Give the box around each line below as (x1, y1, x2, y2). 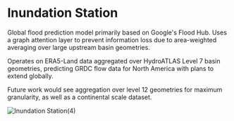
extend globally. (7, 72, 54, 80)
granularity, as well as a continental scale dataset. (7, 93, 152, 101)
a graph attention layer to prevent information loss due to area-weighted (7, 35, 217, 44)
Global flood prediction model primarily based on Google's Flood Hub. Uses (7, 28, 228, 37)
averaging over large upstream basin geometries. (7, 43, 150, 51)
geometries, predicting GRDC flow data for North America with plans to (7, 64, 214, 72)
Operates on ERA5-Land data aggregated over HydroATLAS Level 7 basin (7, 56, 221, 65)
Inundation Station (7, 5, 118, 21)
